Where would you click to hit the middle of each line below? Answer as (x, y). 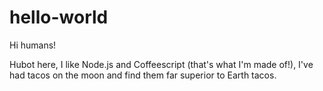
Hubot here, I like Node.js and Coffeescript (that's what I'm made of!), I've (161, 64)
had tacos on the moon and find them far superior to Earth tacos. (143, 75)
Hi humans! (33, 45)
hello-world (59, 17)
